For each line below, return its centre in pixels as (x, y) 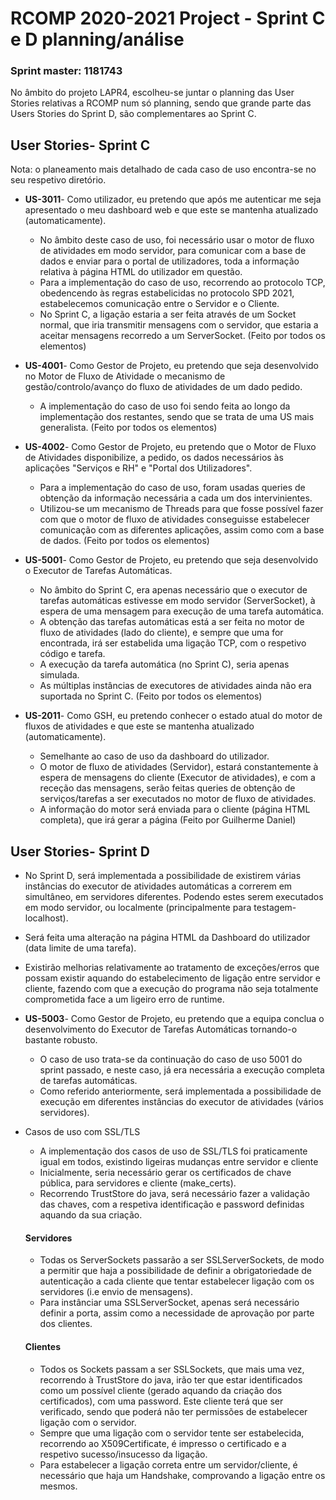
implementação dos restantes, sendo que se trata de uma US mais (177, 417)
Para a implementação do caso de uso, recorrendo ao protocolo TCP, (182, 283)
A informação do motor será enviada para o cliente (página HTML (175, 809)
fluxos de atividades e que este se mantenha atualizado (139, 726)
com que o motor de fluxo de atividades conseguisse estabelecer (174, 519)
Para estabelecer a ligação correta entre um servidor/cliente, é (168, 1464)
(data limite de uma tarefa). (80, 948)
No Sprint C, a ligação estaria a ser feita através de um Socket (168, 314)
